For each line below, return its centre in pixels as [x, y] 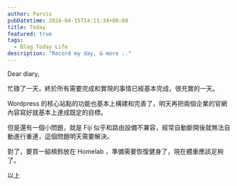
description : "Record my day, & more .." [70, 54]
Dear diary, [24, 73]
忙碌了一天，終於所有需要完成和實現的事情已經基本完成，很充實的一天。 [113, 88]
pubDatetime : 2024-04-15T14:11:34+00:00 [68, 21]
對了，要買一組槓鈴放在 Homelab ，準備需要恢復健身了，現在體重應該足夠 [115, 151]
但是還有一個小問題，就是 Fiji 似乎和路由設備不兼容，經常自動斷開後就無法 [116, 127]
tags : [15, 40]
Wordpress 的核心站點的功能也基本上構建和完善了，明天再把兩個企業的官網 [117, 103]
